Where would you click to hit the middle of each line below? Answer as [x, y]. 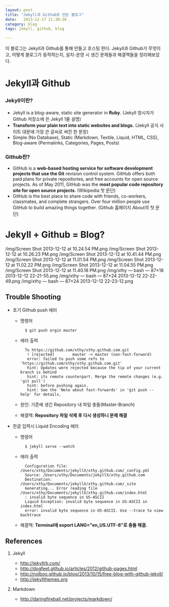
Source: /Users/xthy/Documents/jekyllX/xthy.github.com [85, 475]
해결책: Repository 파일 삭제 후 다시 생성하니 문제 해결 [74, 415]
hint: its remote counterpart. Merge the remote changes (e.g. [95, 377]
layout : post [19, 10]
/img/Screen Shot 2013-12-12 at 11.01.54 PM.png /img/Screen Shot [75, 259]
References [24, 541]
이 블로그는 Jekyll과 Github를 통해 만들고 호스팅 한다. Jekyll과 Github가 [76, 48]
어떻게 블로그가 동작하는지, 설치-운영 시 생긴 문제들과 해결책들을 [75, 55]
